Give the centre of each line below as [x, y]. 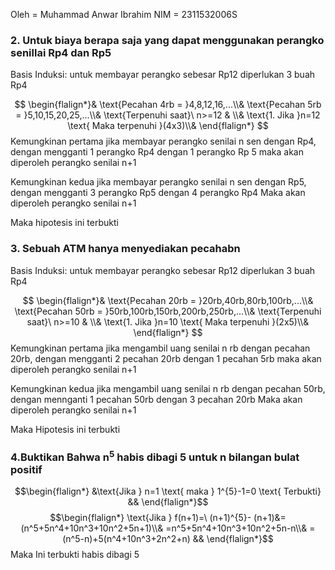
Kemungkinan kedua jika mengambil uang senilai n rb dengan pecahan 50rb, [168, 388]
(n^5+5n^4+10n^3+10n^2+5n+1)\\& [92, 528]
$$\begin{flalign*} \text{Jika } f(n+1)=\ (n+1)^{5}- [150, 518]
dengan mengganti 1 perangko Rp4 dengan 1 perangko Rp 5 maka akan [157, 152]
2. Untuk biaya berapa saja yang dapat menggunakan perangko [167, 40]
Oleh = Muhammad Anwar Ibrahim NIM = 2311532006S [124, 14]
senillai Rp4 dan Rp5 [61, 52]
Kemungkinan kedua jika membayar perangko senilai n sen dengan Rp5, [158, 182]
